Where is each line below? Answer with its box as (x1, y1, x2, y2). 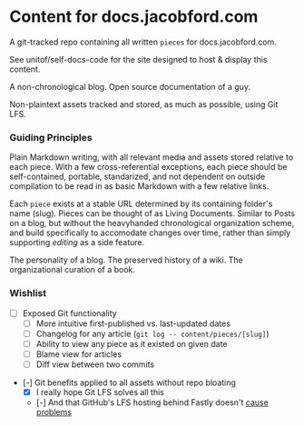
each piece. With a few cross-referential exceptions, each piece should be (9, 162, 288, 173)
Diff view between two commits (35, 359, 155, 370)
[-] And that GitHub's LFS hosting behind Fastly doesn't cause (35, 397, 270, 408)
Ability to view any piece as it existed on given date (35, 338, 229, 349)
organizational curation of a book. (9, 264, 136, 275)
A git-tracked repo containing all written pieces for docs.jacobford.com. (9, 36, 277, 47)
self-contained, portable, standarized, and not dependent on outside (9, 171, 266, 183)
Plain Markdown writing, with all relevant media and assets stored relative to (9, 152, 294, 163)
